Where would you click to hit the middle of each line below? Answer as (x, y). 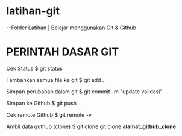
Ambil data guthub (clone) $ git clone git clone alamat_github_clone (91, 126)
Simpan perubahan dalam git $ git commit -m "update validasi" (84, 92)
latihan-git (33, 11)
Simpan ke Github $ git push (42, 103)
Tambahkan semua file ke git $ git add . (55, 80)
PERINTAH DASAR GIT (63, 52)
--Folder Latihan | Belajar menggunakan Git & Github (71, 28)
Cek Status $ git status (35, 68)
